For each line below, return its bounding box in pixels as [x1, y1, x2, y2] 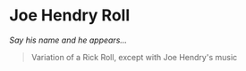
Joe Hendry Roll [9, 5, 131, 26]
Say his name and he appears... [9, 35, 128, 45]
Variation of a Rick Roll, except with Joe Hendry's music [30, 51, 238, 62]
